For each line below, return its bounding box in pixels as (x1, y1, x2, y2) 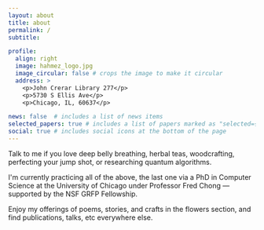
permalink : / (8, 26, 51, 34)
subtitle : (8, 33, 41, 42)
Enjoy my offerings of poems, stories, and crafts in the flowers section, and (8, 204, 251, 214)
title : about (8, 19, 51, 27)
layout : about (8, 11, 55, 20)
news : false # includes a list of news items (8, 113, 163, 121)
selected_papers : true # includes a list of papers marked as (8, 120, 216, 128)
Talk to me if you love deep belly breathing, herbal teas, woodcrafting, (8, 148, 235, 158)
